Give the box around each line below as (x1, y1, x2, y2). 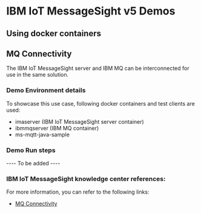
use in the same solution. (6, 71, 69, 78)
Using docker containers (6, 28, 102, 39)
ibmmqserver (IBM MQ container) (15, 124, 99, 132)
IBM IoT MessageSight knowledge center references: (6, 174, 166, 183)
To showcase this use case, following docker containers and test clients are (6, 100, 195, 107)
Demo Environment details (6, 86, 86, 95)
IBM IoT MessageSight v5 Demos (6, 4, 176, 18)
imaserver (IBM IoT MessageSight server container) (15, 118, 144, 125)
